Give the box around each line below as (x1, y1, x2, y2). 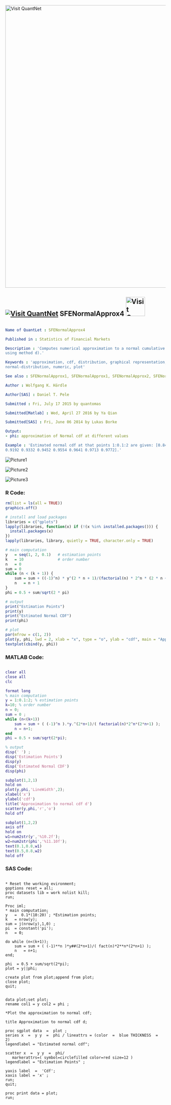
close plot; (5, 979, 31, 984)
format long (5, 688, 31, 694)
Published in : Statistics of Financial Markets (5, 337, 110, 342)
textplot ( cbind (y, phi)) (5, 642, 58, 647)
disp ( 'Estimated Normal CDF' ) (5, 764, 70, 769)
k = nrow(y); (5, 917, 38, 922)
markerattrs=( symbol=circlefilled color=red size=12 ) (12, 1055, 133, 1060)
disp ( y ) (5, 759, 22, 764)
